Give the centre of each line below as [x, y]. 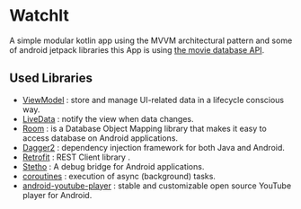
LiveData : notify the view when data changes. [108, 118]
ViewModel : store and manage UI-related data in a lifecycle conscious [153, 100]
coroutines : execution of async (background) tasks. [119, 176]
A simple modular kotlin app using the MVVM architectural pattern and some [151, 40]
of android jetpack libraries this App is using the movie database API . [137, 49]
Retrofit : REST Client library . [76, 157]
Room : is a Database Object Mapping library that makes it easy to [144, 128]
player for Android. [57, 195]
